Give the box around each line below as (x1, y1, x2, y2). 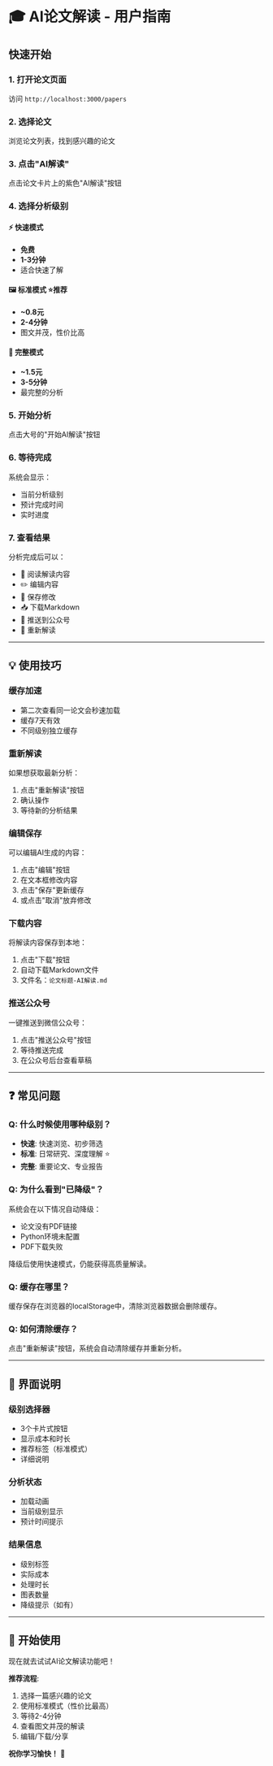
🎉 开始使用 (8, 1634, 61, 1647)
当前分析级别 (19, 489, 63, 499)
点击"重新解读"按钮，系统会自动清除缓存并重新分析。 (8, 1343, 187, 1353)
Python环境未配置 (19, 1231, 80, 1241)
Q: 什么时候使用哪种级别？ (8, 1119, 111, 1130)
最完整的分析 (19, 388, 63, 397)
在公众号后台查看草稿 (19, 1055, 92, 1065)
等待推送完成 (19, 1045, 63, 1055)
